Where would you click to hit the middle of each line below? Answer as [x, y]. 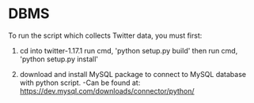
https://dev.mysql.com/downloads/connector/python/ [107, 90]
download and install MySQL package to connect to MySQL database [133, 74]
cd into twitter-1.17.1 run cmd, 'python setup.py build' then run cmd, [129, 50]
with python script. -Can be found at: [80, 83]
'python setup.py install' [59, 59]
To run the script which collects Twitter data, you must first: [105, 35]
